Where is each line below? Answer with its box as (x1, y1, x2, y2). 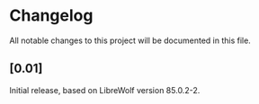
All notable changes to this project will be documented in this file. (9, 35, 252, 46)
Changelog (9, 5, 94, 26)
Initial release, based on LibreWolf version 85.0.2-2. (9, 84, 201, 95)
